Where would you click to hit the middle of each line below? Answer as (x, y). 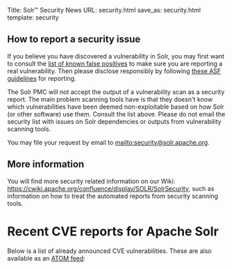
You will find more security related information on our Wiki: (91, 181)
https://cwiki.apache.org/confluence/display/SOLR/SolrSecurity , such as (111, 188)
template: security (33, 17)
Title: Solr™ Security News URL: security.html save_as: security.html (104, 10)
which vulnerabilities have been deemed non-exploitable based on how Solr (116, 107)
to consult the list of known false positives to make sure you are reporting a (115, 63)
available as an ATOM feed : (46, 258)
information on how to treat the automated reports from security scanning (113, 196)
